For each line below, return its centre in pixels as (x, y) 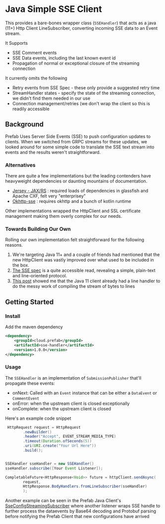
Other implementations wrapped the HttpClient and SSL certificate (73, 211)
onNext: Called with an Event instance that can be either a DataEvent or (84, 393)
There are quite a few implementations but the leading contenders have (78, 176)
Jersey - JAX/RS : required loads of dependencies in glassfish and (80, 191)
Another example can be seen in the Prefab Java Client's (63, 501)
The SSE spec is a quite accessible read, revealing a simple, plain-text (84, 270)
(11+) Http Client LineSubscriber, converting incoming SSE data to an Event (81, 28)
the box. (21, 265)
